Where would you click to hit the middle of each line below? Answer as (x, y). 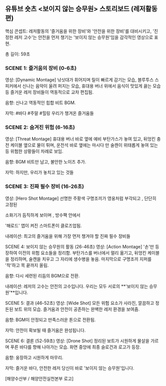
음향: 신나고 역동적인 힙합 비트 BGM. (40, 103)
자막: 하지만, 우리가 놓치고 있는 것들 (39, 172)
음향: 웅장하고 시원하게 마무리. (34, 357)
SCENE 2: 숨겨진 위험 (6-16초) (40, 127)
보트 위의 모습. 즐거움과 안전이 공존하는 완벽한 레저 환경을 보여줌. (77, 309)
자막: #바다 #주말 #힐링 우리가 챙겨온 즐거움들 (50, 113)
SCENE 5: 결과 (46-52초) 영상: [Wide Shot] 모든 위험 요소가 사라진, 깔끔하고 (80, 303)
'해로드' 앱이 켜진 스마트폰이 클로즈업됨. (44, 225)
